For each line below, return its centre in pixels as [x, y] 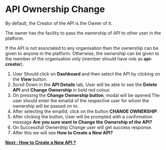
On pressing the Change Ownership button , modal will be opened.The [86, 95]
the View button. [30, 79]
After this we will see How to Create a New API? [63, 132]
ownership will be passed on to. [46, 106]
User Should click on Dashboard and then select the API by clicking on [86, 73]
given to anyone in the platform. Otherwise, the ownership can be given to [82, 53]
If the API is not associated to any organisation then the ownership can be [82, 48]
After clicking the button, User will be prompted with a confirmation [82, 116]
